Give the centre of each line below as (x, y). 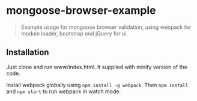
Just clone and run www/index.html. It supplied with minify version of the (97, 67)
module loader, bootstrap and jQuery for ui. (74, 33)
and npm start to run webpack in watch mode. (64, 91)
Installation (28, 53)
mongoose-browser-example (81, 11)
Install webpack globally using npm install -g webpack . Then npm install (97, 85)
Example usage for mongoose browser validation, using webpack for (106, 27)
